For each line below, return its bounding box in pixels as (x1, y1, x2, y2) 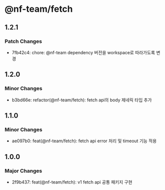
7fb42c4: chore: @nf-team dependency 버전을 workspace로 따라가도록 (11, 49, 155, 55)
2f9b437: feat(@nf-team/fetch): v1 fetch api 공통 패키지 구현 (11, 179, 133, 185)
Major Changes (4, 167, 42, 174)
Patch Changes (4, 38, 42, 45)
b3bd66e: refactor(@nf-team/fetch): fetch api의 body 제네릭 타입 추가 (11, 97, 152, 103)
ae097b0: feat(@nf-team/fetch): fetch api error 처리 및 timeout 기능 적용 (11, 138, 157, 144)
